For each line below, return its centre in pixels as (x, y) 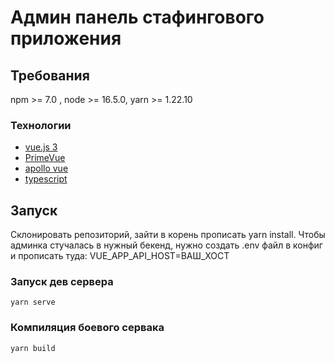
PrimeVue (45, 158)
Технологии (41, 125)
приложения (66, 38)
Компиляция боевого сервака (87, 328)
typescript (46, 179)
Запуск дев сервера (62, 282)
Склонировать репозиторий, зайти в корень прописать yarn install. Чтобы (168, 235)
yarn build (33, 348)
